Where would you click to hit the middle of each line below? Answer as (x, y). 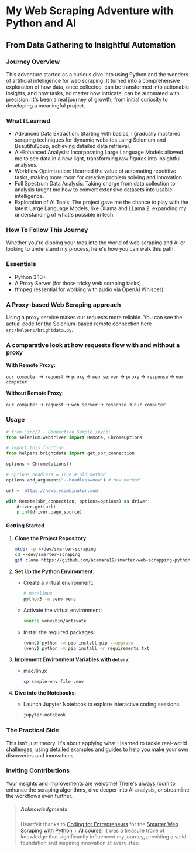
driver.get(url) (37, 507)
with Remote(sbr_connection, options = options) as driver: (78, 501)
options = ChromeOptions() (39, 464)
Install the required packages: (59, 632)
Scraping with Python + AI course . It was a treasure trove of (92, 830)
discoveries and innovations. (40, 755)
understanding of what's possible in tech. (65, 215)
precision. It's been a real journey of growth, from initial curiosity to (87, 99)
